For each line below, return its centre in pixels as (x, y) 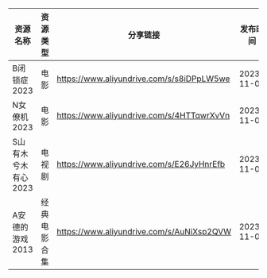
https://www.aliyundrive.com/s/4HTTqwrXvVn (143, 116)
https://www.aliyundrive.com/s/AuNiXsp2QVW (144, 232)
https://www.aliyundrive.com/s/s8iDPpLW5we (143, 79)
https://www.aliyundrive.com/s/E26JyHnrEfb (141, 164)
